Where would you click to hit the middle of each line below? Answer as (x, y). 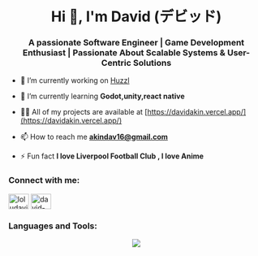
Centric (116, 63)
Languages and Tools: (53, 226)
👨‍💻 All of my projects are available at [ (84, 112)
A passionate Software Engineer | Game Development (136, 43)
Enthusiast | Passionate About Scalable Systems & (124, 53)
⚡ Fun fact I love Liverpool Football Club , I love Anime (112, 156)
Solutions (152, 63)
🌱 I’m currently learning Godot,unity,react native (102, 96)
